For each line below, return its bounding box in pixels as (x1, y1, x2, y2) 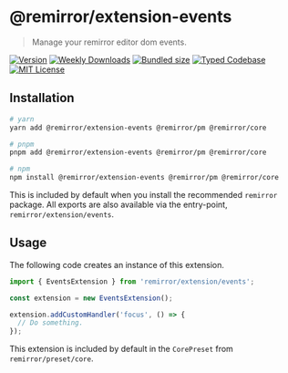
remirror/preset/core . (9, 353, 94, 364)
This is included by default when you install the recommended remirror (9, 190, 278, 200)
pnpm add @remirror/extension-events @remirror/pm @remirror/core (9, 148, 267, 157)
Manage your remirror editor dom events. (31, 36, 187, 47)
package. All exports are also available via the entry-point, (9, 199, 228, 210)
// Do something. (17, 318, 84, 327)
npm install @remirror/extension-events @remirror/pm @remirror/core (9, 173, 280, 182)
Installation (9, 90, 75, 106)
